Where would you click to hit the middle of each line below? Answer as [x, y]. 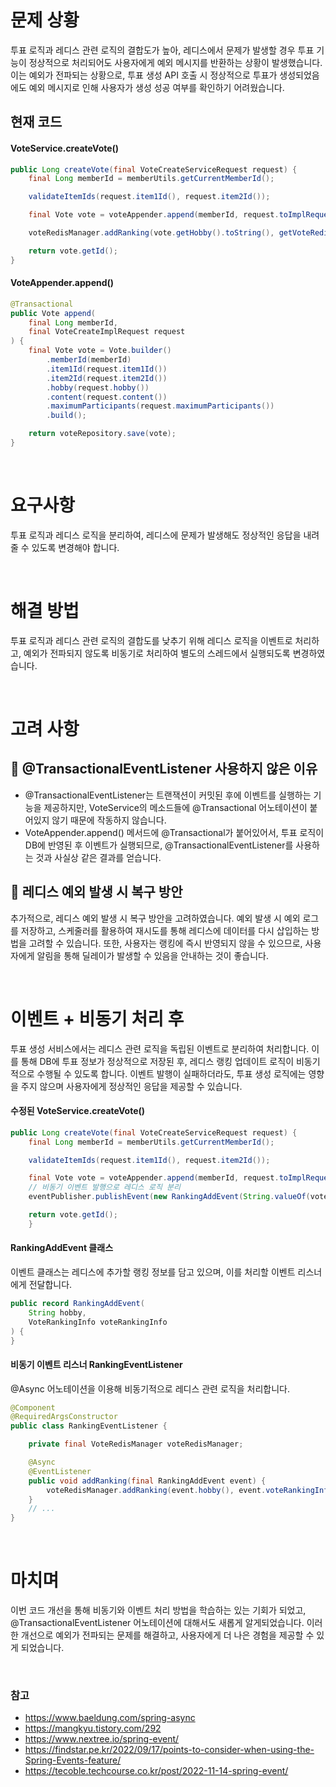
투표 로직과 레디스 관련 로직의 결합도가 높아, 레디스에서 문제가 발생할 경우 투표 [162, 50]
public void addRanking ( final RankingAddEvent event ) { [147, 1481]
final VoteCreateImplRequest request [107, 332]
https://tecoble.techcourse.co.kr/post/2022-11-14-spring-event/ [156, 1771]
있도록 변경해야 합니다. [75, 547]
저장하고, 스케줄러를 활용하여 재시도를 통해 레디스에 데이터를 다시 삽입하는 [165, 930]
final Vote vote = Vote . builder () [100, 351]
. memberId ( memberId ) [89, 360]
